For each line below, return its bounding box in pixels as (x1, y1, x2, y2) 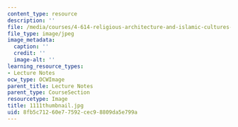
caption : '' (13, 43, 50, 50)
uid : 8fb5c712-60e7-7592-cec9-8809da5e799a (7, 109, 138, 116)
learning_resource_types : (7, 63, 84, 70)
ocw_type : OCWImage (7, 75, 65, 83)
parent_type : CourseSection (7, 89, 91, 96)
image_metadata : (7, 37, 55, 44)
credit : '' (13, 50, 46, 57)
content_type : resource (7, 10, 78, 18)
